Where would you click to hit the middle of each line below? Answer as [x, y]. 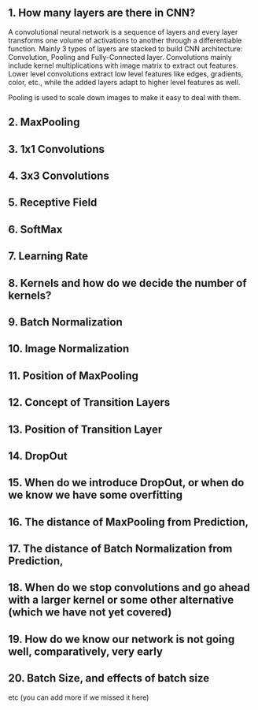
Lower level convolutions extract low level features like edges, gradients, [126, 73]
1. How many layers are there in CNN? [102, 13]
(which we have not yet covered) [90, 613]
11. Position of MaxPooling [74, 375]
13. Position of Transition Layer [85, 429]
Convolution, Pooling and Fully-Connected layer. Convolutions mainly [120, 57]
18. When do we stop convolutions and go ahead [129, 587]
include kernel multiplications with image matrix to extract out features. [123, 65]
